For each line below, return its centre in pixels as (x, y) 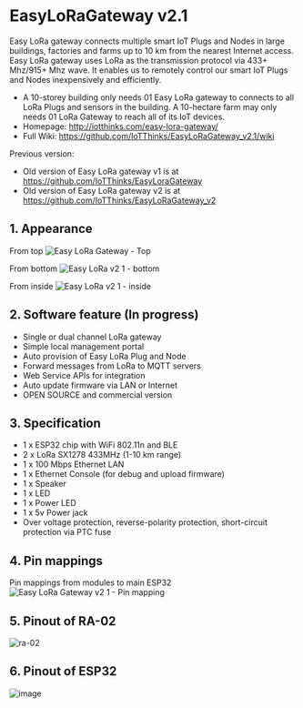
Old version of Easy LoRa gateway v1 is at (101, 171)
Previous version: (42, 153)
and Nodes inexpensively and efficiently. (86, 79)
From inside (31, 286)
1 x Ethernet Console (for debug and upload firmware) (124, 474)
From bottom (34, 268)
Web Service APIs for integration (84, 375)
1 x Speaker (44, 484)
